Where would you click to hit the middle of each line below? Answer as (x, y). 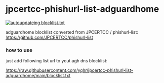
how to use (19, 50)
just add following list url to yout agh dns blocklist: (57, 61)
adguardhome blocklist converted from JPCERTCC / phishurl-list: (72, 32)
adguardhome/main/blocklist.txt (38, 76)
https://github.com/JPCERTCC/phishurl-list (49, 37)
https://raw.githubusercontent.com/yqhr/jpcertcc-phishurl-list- (69, 70)
